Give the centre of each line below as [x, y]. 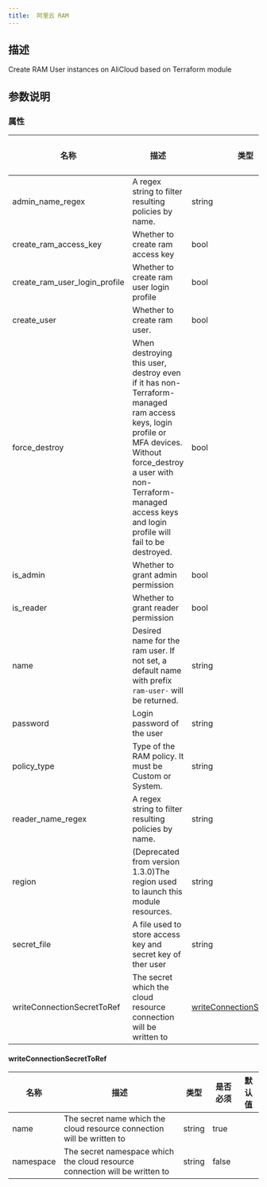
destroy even [157, 373]
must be [147, 766]
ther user [149, 965]
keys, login [152, 423]
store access [156, 934]
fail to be [149, 543]
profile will [151, 532]
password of [156, 723]
